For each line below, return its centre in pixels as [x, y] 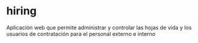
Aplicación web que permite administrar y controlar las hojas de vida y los [99, 27]
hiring [22, 11]
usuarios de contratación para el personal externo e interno [81, 33]
